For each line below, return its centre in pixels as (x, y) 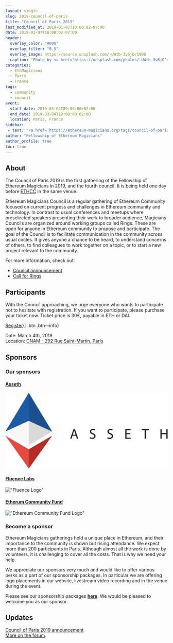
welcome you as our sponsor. (37, 601)
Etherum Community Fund (34, 501)
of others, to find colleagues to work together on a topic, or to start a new (83, 245)
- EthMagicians (26, 71)
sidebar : (15, 125)
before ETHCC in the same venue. (41, 192)
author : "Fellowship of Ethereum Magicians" (54, 136)
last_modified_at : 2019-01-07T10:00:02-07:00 (55, 27)
